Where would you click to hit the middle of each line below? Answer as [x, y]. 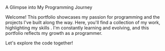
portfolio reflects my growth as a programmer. [54, 33]
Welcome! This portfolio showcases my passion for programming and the [82, 17]
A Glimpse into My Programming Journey [49, 7]
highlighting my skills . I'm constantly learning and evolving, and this [77, 28]
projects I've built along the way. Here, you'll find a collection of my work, [83, 22]
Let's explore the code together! [39, 43]
